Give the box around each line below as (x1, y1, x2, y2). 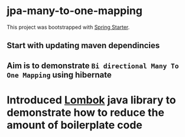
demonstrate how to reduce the (7, 106, 165, 119)
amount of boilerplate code (7, 118, 142, 132)
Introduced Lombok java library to (7, 93, 176, 106)
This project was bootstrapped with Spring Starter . (7, 24, 130, 31)
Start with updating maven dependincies (7, 41, 160, 51)
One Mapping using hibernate (7, 69, 112, 80)
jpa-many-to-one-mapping (7, 4, 142, 18)
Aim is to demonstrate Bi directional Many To (7, 61, 179, 71)
